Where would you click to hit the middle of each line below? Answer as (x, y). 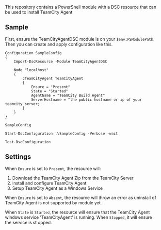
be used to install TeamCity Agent (39, 12)
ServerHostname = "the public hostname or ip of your (86, 100)
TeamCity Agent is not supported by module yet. (54, 202)
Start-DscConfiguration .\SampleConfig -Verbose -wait (62, 133)
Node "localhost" (31, 70)
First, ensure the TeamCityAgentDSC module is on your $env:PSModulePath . (80, 39)
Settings (18, 157)
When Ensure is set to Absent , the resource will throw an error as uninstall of (81, 198)
